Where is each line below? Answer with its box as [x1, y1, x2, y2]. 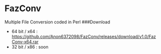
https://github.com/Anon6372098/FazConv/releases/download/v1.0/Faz [11, 34, 156, 39]
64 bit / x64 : [11, 28, 38, 34]
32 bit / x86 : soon [11, 44, 49, 50]
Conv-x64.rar [11, 38, 39, 44]
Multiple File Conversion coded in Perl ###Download [4, 19, 110, 25]
